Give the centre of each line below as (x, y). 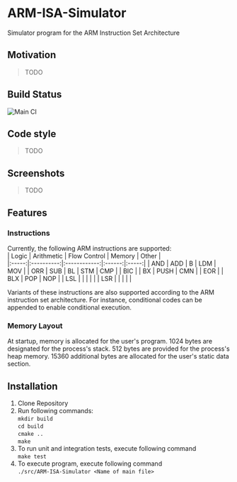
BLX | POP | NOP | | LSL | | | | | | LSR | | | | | (70, 278)
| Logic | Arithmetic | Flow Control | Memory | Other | (84, 256)
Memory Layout (35, 326)
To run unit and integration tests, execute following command (107, 448)
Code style (32, 134)
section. (19, 364)
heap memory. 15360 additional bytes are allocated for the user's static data (118, 356)
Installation (33, 386)
